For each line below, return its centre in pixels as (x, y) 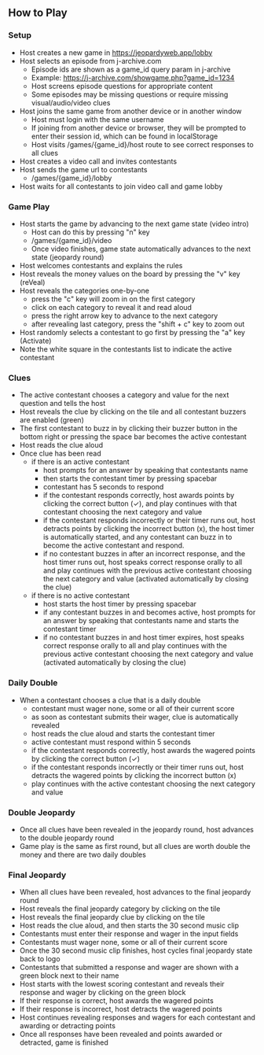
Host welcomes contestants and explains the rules (101, 265)
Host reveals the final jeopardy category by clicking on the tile (120, 909)
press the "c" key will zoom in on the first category (113, 299)
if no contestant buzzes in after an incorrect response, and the (144, 554)
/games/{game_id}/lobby (71, 178)
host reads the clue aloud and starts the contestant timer (123, 733)
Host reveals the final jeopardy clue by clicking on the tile (112, 917)
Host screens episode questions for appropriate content (122, 86)
